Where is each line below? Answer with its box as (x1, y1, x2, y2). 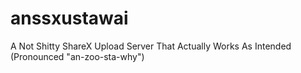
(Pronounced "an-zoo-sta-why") (10, 50, 145, 62)
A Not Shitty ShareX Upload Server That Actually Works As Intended (10, 40, 292, 52)
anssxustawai (10, 7, 129, 30)
